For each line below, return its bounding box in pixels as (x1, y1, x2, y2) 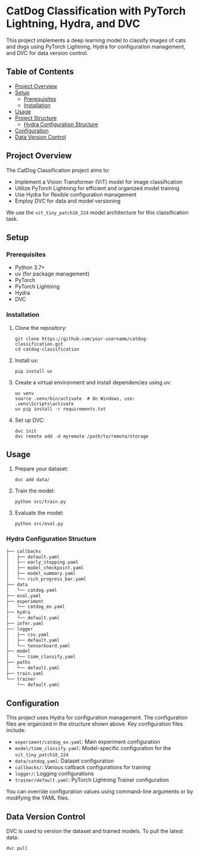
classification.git (14, 341, 64, 347)
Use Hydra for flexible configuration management (14, 191, 137, 198)
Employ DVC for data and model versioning (14, 197, 121, 204)
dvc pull (6, 846, 28, 852)
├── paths (6, 659, 31, 666)
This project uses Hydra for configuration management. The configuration (6, 714, 188, 721)
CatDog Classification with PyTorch (6, 4, 186, 18)
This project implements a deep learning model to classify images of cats (6, 36, 186, 44)
